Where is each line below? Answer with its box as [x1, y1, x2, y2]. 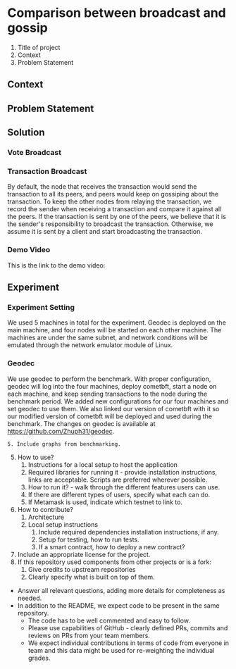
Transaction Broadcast [7, 166, 87, 176]
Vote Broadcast [7, 148, 62, 158]
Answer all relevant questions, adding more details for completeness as [17, 586, 225, 594]
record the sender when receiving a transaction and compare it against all [7, 205, 222, 213]
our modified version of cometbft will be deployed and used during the [7, 412, 213, 420]
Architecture [27, 513, 65, 521]
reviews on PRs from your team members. [27, 631, 150, 639]
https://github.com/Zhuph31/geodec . [7, 427, 115, 435]
